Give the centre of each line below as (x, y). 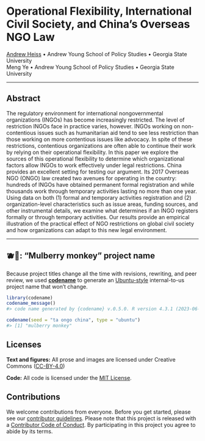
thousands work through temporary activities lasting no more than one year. (102, 191)
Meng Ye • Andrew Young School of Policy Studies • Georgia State (91, 67)
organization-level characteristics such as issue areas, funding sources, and (102, 204)
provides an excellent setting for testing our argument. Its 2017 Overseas (98, 172)
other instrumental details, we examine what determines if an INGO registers (102, 210)
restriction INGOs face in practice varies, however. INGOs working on (93, 126)
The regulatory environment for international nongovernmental (85, 113)
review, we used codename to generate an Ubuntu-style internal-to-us (95, 280)
